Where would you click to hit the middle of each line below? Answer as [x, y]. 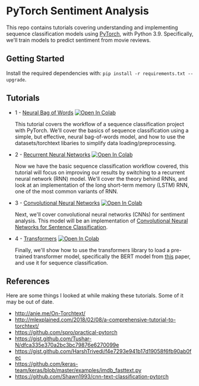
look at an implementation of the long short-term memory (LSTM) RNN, [102, 185]
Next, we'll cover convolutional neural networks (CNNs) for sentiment [100, 214]
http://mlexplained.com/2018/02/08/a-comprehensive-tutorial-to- [95, 320]
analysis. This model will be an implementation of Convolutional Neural [101, 221]
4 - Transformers [36, 238]
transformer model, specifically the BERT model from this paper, [112, 256]
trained [23, 256]
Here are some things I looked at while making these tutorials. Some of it [95, 296]
